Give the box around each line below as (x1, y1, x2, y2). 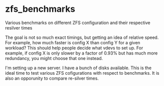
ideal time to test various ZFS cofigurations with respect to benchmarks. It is (5, 70, 160, 76)
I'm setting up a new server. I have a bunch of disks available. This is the (5, 65, 152, 71)
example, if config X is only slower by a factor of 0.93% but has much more (5, 50, 158, 56)
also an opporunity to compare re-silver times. (5, 75, 99, 81)
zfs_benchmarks (5, 3, 75, 15)
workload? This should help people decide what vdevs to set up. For (5, 45, 143, 51)
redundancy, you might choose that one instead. (5, 55, 103, 61)
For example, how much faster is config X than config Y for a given (5, 39, 140, 45)
